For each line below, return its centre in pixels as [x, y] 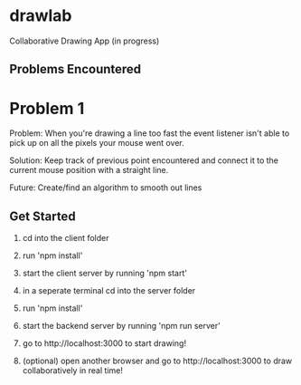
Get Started [42, 216]
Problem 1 [47, 108]
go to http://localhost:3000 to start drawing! [104, 343]
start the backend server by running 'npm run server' [122, 326]
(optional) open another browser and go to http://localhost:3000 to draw [157, 361]
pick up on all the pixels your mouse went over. [97, 143]
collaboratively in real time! [73, 371]
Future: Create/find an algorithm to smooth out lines [106, 188]
